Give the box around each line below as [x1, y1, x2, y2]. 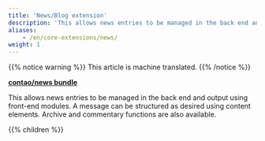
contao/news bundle [8, 78, 78, 87]
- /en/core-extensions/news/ [22, 33, 118, 42]
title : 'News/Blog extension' [8, 11, 108, 20]
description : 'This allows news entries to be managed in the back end [8, 19, 248, 27]
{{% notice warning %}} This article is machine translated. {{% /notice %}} [8, 62, 251, 72]
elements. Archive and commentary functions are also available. [8, 109, 217, 119]
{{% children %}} [8, 125, 65, 135]
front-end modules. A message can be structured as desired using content [8, 102, 251, 111]
